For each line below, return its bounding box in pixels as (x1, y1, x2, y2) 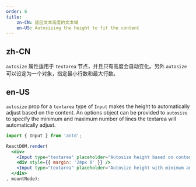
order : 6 (6, 8, 27, 15)
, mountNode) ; (6, 176, 41, 182)
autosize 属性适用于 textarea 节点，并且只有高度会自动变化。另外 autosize (6, 63, 187, 70)
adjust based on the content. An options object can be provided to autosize (6, 109, 188, 116)
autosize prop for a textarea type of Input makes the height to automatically (6, 103, 190, 110)
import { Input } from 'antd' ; (6, 133, 82, 138)
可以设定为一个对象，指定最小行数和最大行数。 (6, 70, 118, 77)
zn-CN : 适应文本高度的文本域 (16, 19, 79, 25)
